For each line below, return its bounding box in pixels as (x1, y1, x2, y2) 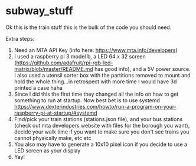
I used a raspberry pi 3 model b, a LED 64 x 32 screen (14, 53, 146, 60)
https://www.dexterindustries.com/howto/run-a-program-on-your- (14, 103, 177, 110)
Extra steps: (5, 35, 35, 42)
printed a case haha (14, 84, 63, 91)
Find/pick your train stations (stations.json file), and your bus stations (14, 115, 183, 122)
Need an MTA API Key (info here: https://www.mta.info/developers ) (14, 46, 178, 54)
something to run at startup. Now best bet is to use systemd (14, 96, 161, 104)
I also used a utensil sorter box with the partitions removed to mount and (14, 71, 191, 79)
